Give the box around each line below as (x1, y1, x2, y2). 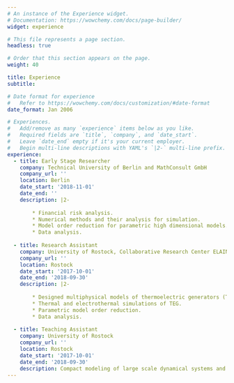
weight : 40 (7, 61, 39, 68)
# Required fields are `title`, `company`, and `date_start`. (7, 132, 198, 139)
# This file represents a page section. (7, 36, 127, 43)
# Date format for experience (7, 93, 95, 100)
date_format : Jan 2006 (7, 106, 73, 113)
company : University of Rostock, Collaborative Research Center (19, 248, 210, 255)
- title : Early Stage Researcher (13, 158, 111, 165)
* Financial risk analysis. (32, 209, 114, 216)
